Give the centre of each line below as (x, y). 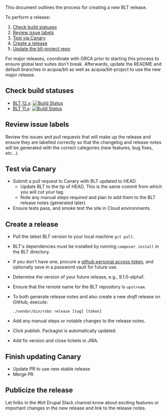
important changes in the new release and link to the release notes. (76, 408)
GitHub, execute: (30, 302)
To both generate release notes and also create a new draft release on (86, 297)
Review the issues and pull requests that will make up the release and (78, 136)
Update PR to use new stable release (51, 369)
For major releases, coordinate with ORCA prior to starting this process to (82, 59)
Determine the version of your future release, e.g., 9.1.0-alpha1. (79, 277)
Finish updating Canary (43, 357)
